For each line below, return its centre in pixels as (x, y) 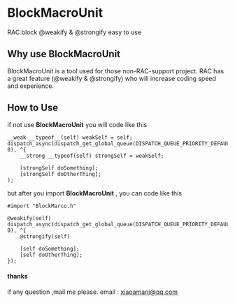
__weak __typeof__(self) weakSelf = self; (70, 138)
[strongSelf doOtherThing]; (60, 174)
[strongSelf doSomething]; (59, 168)
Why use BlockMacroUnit (64, 54)
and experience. (31, 86)
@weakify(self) (29, 218)
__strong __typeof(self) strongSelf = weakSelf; (92, 156)
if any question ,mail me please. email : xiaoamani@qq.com (93, 292)
